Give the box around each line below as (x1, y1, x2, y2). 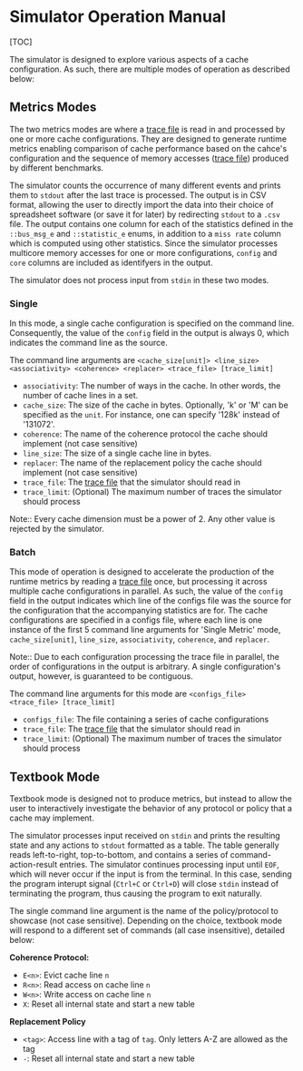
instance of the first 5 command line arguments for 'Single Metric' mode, (9, 624, 281, 635)
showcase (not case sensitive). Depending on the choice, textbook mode (9, 915, 283, 927)
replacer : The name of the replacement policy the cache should (22, 457, 262, 468)
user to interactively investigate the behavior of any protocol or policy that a (9, 803, 293, 814)
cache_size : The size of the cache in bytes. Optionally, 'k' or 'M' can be (22, 399, 288, 410)
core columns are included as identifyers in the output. (9, 257, 213, 268)
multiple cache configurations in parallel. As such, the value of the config (9, 585, 284, 596)
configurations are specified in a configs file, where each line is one (9, 614, 263, 625)
